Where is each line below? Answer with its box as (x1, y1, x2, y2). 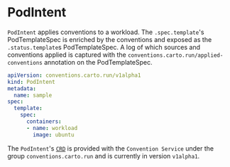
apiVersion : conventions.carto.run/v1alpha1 (7, 72, 141, 79)
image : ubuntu (33, 131, 75, 139)
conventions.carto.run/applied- (127, 51, 224, 59)
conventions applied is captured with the (7, 50, 126, 59)
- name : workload (26, 124, 78, 131)
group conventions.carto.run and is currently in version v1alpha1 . (7, 151, 200, 160)
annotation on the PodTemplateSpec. (43, 58, 153, 66)
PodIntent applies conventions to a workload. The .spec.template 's (7, 28, 204, 36)
